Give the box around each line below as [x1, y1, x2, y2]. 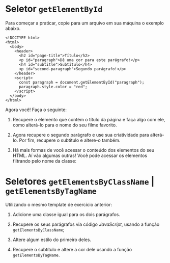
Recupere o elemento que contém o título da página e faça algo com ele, [12, 116, 165, 122]
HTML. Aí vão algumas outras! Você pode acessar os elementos [12, 152, 148, 159]
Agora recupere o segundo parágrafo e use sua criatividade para [12, 131, 149, 138]
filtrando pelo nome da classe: [12, 157, 76, 164]
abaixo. [5, 25, 21, 31]
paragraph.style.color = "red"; [18, 84, 88, 89]
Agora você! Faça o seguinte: [5, 107, 67, 113]
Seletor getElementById [5, 3, 103, 15]
